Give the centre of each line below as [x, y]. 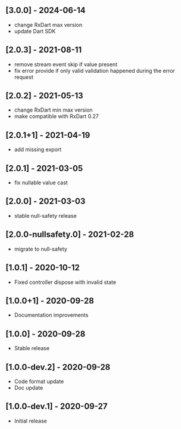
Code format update [39, 381]
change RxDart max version [48, 24]
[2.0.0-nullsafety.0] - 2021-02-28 [70, 235]
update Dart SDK [35, 31]
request [24, 77]
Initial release [30, 421]
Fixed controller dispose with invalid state [65, 282]
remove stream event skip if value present [65, 64]
